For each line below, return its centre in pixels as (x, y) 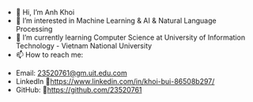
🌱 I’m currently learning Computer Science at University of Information (130, 37)
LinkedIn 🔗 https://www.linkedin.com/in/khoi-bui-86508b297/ (115, 81)
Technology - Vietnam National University (84, 46)
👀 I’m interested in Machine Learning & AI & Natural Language (116, 21)
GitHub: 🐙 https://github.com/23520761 (79, 90)
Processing (34, 29)
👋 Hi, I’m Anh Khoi (45, 12)
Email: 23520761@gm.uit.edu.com (72, 73)
